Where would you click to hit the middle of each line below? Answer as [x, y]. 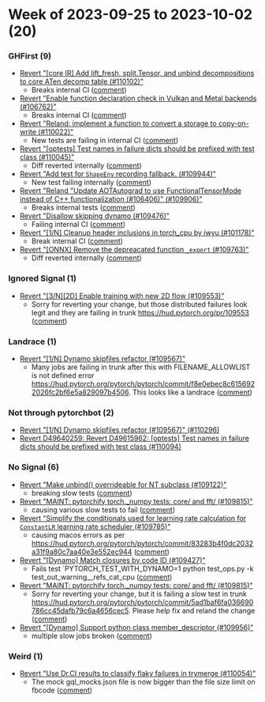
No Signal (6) [34, 467]
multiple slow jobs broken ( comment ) [91, 636]
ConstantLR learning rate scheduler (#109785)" [95, 526]
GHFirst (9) [30, 56]
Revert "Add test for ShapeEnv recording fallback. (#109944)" [118, 174]
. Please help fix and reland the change [192, 610]
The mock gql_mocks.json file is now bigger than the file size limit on [143, 681]
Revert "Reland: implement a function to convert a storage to [118, 123]
